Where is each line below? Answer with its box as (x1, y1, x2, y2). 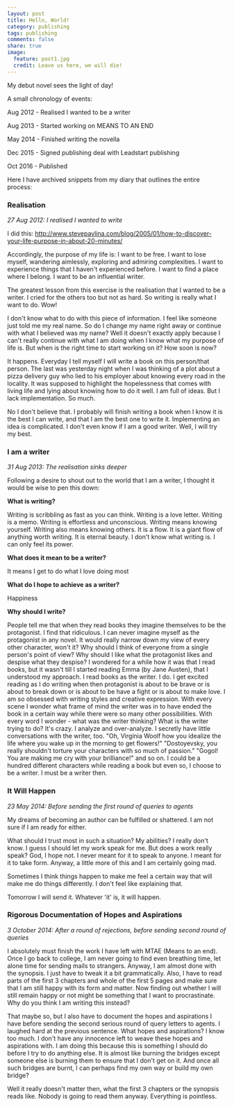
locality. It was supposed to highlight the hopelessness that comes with (7, 379, 212, 387)
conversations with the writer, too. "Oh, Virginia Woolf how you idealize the (7, 732, 222, 741)
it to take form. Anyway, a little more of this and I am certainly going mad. (7, 858, 217, 866)
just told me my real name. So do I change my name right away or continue (7, 321, 222, 330)
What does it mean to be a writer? (7, 553, 106, 562)
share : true (7, 42, 42, 49)
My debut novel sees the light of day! (7, 81, 113, 89)
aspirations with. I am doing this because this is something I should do (7, 1041, 208, 1050)
